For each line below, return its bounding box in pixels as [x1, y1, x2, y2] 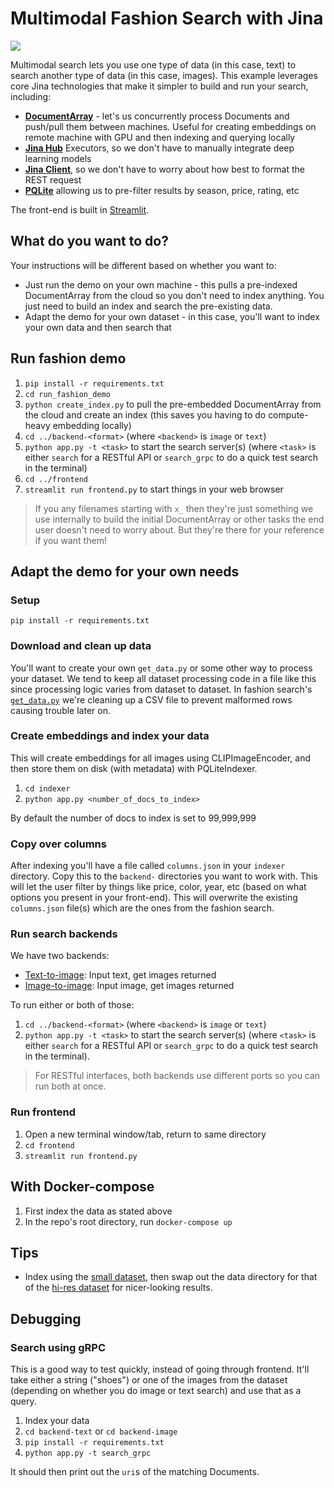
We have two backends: [10, 950, 110, 962]
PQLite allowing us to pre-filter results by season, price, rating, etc [24, 184, 300, 196]
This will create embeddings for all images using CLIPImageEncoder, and [10, 752, 311, 764]
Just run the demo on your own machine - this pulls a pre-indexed [24, 278, 298, 291]
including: [10, 90, 52, 102]
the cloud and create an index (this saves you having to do [24, 408, 267, 421]
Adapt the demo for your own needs [10, 563, 240, 580]
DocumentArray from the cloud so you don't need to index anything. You [24, 289, 325, 301]
